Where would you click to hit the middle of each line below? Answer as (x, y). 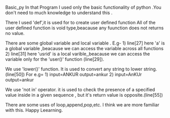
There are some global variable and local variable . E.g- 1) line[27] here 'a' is (85, 43)
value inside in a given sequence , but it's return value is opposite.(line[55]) (84, 95)
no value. (15, 33)
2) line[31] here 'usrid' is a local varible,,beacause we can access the (78, 54)
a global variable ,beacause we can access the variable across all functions (84, 48)
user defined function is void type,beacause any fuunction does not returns (84, 28)
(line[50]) (15, 74)
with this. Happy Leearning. (34, 110)
